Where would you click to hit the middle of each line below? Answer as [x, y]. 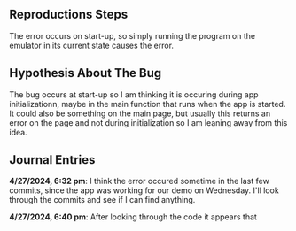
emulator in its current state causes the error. [92, 45]
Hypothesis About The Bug [86, 73]
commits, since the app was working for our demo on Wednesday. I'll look [144, 190]
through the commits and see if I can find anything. [102, 200]
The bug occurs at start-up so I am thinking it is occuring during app [134, 94]
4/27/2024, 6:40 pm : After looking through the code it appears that [133, 217]
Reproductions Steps [69, 15]
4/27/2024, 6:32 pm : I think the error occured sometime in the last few [140, 181]
